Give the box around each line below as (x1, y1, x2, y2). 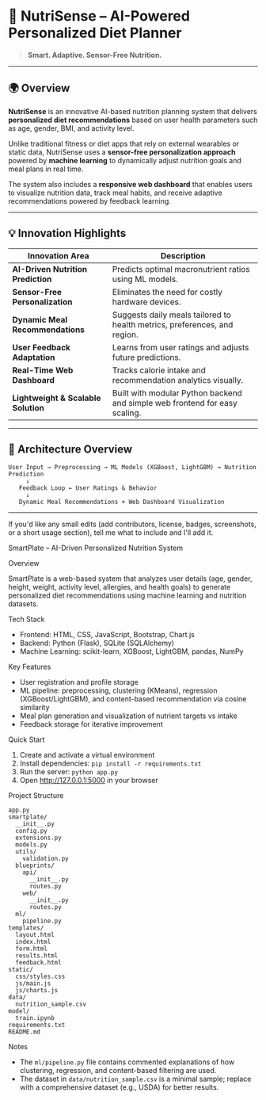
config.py (15, 827, 47, 835)
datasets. (8, 599, 39, 609)
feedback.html (15, 959, 62, 967)
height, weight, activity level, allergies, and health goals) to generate (8, 582, 231, 592)
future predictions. (112, 352, 181, 363)
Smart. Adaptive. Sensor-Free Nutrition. (27, 50, 162, 59)
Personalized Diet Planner (8, 24, 182, 42)
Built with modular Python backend (112, 388, 243, 399)
